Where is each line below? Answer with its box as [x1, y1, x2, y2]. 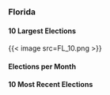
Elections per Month [8, 62, 77, 71]
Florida [8, 6, 36, 17]
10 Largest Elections [8, 26, 77, 36]
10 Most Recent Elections [8, 80, 93, 89]
